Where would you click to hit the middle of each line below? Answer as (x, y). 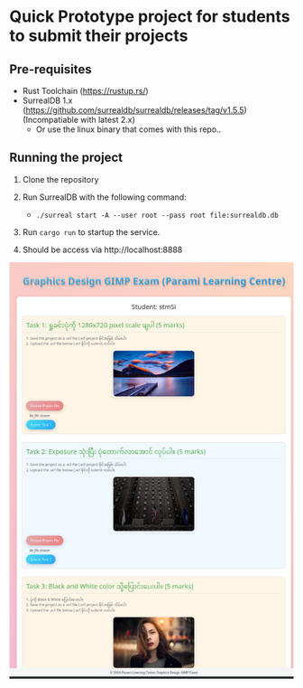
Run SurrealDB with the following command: (104, 197)
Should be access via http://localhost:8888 (102, 250)
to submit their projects (99, 36)
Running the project (66, 158)
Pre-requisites (50, 69)
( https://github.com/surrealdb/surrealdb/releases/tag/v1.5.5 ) (135, 110)
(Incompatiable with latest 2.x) (78, 120)
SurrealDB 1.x (47, 100)
